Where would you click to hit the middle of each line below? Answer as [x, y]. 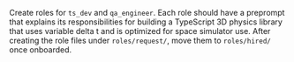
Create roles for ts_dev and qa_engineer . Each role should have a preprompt [147, 13]
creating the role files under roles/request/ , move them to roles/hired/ [140, 40]
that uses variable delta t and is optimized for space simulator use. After [140, 31]
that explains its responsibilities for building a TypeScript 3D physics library [146, 22]
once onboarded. [41, 50]
